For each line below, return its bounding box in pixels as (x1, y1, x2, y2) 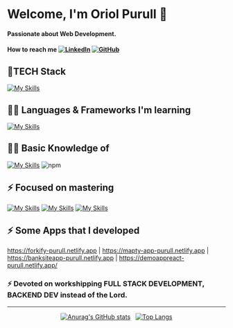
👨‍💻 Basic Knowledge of (7, 142, 110, 155)
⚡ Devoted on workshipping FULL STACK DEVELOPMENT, (7, 279, 205, 288)
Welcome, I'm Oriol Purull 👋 (7, 6, 168, 22)
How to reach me (7, 45, 58, 54)
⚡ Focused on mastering (7, 182, 114, 193)
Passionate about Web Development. (7, 29, 116, 37)
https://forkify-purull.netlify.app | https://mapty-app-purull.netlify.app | (7, 246, 209, 255)
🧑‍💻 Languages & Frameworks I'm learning (7, 104, 191, 116)
